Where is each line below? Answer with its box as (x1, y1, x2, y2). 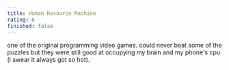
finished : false (7, 22, 53, 29)
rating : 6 (7, 16, 36, 23)
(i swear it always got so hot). (7, 56, 90, 64)
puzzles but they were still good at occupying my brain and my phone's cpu (7, 48, 221, 56)
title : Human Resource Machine (7, 10, 96, 17)
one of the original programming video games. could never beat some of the (7, 41, 222, 50)
